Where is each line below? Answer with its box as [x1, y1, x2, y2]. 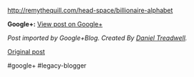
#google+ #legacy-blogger [7, 61, 87, 70]
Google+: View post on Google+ [7, 20, 103, 28]
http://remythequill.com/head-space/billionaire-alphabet [7, 6, 173, 14]
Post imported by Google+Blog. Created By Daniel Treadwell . [7, 34, 188, 42]
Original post [7, 48, 45, 56]
